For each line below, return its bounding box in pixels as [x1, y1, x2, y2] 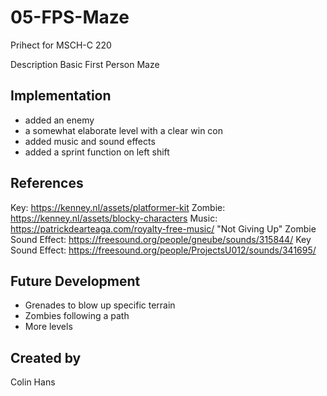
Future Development [10, 272, 141, 290]
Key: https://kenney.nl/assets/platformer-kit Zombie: [10, 201, 226, 213]
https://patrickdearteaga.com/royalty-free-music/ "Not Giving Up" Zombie [10, 222, 317, 235]
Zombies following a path [24, 310, 130, 322]
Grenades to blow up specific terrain [24, 299, 176, 311]
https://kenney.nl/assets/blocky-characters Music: [10, 212, 218, 224]
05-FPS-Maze [10, 6, 130, 29]
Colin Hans [10, 376, 56, 388]
